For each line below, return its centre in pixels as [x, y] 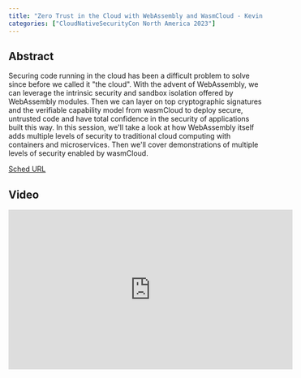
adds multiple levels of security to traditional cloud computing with [120, 136]
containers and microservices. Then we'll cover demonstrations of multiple [133, 145]
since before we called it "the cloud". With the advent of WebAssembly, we [133, 84]
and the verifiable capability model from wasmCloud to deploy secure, [126, 110]
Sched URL [27, 169]
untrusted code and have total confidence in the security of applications [129, 119]
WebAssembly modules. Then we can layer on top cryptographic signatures [135, 101]
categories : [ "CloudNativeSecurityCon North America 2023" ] [112, 24]
